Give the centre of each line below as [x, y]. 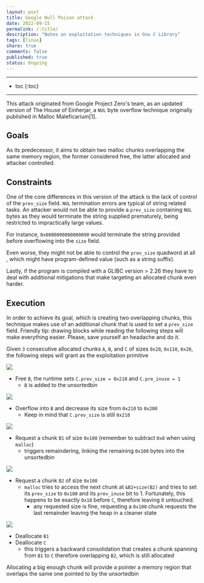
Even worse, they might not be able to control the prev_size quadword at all [101, 253]
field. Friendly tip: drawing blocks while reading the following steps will [95, 330]
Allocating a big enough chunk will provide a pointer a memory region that [99, 567]
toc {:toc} [27, 86]
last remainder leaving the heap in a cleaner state [95, 512]
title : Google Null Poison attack [50, 18]
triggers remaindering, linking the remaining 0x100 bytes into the [104, 450]
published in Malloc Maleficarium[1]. [52, 116]
